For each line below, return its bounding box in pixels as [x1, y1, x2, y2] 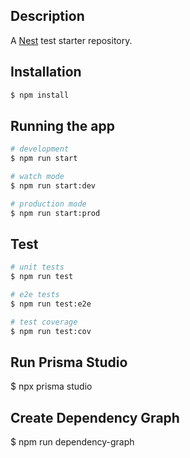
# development [10, 144, 70, 154]
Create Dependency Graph [10, 409, 180, 426]
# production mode [10, 199, 87, 209]
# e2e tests [10, 290, 60, 300]
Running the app [10, 117, 115, 134]
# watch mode [10, 172, 65, 182]
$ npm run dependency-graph [10, 436, 135, 448]
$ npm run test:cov [10, 326, 92, 336]
